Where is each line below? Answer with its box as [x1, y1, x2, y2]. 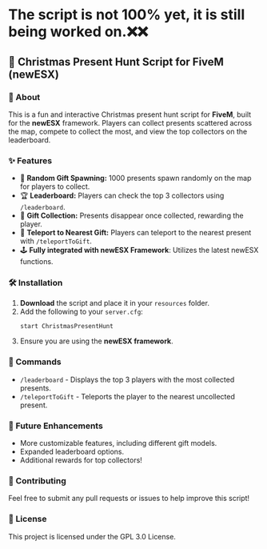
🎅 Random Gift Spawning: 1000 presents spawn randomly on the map [19, 174, 252, 183]
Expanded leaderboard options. [19, 447, 125, 457]
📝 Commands [8, 356, 62, 367]
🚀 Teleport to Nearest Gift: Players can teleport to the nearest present [19, 228, 252, 238]
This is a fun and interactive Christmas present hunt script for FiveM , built [8, 110, 252, 119]
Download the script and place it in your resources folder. [19, 299, 210, 308]
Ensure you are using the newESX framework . [19, 336, 173, 346]
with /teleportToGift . [19, 236, 92, 246]
